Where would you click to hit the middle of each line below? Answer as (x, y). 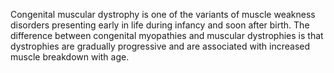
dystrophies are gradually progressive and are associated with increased (160, 46)
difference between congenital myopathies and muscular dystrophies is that (167, 35)
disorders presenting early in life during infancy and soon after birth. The (160, 25)
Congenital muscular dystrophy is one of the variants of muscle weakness (163, 14)
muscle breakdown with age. (70, 57)
